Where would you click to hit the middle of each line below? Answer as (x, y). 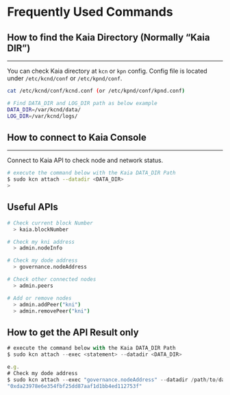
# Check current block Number (50, 223)
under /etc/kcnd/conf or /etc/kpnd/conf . (65, 78)
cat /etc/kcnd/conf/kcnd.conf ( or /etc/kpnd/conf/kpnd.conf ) (96, 91)
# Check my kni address (41, 242)
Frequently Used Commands (90, 12)
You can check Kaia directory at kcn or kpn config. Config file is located (107, 71)
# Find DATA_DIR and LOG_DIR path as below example (82, 103)
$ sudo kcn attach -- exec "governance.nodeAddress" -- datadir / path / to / (113, 380)
